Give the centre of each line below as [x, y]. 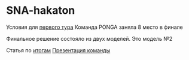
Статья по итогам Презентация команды [58, 50]
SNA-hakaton [41, 10]
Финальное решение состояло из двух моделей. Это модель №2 [89, 38]
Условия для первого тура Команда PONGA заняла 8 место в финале [95, 27]
